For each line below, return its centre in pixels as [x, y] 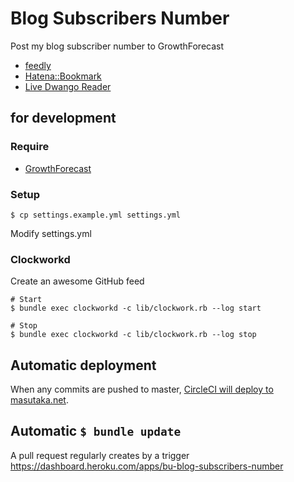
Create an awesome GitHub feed [77, 281]
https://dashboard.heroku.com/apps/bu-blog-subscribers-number [147, 466]
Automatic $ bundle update [96, 431]
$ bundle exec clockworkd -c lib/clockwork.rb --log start [136, 308]
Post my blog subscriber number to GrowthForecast [117, 46]
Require [30, 147]
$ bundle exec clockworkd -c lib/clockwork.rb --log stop [133, 335]
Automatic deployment [83, 365]
